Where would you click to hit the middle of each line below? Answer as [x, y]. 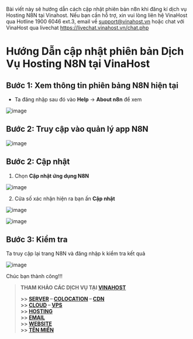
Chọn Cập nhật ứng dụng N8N [52, 176]
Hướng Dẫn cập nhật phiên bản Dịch [95, 51]
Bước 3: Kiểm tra [37, 240]
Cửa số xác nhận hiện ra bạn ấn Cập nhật [65, 198]
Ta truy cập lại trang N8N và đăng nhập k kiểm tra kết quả [76, 254]
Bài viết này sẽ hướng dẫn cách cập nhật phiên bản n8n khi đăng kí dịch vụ [96, 9]
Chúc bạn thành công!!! [35, 276]
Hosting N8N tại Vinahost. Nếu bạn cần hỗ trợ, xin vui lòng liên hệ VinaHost [97, 15]
